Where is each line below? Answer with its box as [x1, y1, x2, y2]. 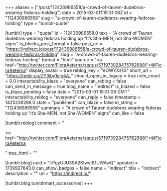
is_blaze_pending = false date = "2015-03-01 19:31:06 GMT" [5, 89, 130, 94]
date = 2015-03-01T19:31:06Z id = [62, 10, 132, 16]
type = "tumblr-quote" [24, 20, 70, 26]
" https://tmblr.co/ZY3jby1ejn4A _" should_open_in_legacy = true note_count [5, 73, 160, 78]
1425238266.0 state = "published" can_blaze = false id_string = [5, 100, 137, 105]
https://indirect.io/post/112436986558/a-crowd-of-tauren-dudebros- [7, 46, 150, 52]
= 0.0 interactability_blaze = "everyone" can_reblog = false [5, 78, 127, 84]
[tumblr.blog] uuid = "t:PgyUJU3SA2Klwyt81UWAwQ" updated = [5, 160, 138, 165]
